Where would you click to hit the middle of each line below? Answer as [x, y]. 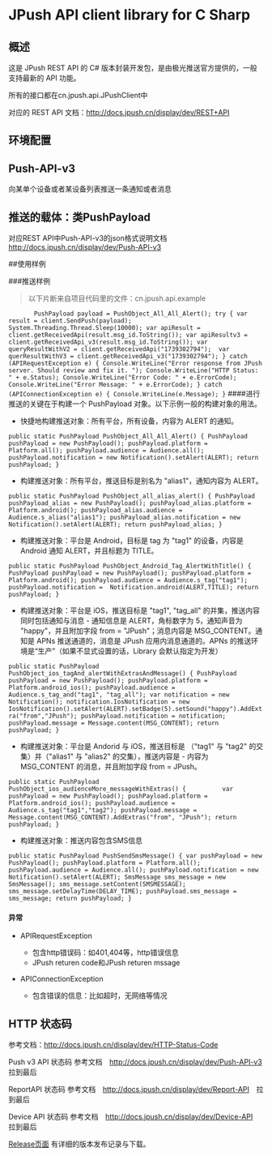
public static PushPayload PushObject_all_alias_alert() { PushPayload [132, 496]
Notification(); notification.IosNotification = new [99, 702]
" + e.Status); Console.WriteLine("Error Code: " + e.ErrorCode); [123, 378]
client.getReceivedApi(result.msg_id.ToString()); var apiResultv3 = [128, 335]
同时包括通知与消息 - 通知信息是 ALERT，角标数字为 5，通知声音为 [131, 621]
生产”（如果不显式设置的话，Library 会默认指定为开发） [130, 651]
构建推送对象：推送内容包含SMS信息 [81, 841]
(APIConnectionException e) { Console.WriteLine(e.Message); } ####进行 [134, 394]
